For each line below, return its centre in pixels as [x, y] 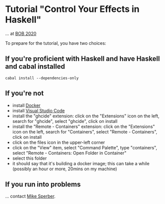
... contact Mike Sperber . [30, 196]
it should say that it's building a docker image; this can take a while [81, 163]
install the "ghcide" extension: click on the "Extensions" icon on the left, [86, 116]
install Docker [26, 105]
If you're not [24, 93]
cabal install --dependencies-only [42, 78]
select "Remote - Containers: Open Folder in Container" [69, 153]
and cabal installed [35, 66]
